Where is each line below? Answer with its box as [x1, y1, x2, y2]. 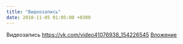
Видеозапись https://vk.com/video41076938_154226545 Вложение [6, 31, 178, 38]
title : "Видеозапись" [6, 8, 61, 15]
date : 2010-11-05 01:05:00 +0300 [6, 14, 91, 20]
